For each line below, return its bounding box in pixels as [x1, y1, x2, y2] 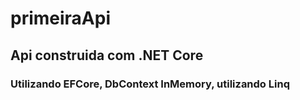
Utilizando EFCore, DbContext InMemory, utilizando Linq [10, 77, 290, 91]
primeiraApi [10, 7, 112, 30]
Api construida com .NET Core [10, 47, 204, 64]
